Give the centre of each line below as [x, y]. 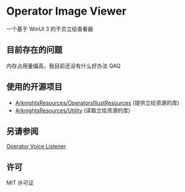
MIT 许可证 [20, 183]
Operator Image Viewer [66, 11]
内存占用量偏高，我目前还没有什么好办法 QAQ [64, 66]
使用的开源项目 [34, 87]
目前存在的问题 [34, 50]
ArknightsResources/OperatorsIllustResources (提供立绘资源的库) [97, 102]
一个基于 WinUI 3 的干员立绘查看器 [50, 29]
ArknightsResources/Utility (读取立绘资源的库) [73, 110]
